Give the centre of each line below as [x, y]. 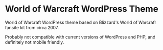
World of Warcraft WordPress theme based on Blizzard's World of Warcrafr [81, 22]
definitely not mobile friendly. [35, 42]
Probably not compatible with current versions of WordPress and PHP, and [80, 37]
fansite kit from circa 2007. [32, 27]
